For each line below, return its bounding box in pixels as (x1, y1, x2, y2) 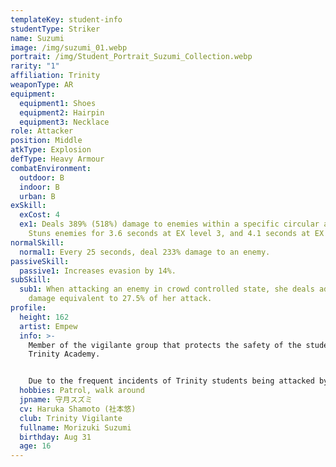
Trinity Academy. (28, 349, 101, 360)
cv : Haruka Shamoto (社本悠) (19, 404, 137, 414)
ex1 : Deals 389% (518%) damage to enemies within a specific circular (19, 219, 320, 230)
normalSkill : (10, 237, 65, 248)
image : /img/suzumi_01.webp (10, 42, 128, 53)
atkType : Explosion (10, 145, 92, 155)
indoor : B (19, 182, 60, 192)
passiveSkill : (10, 256, 70, 266)
